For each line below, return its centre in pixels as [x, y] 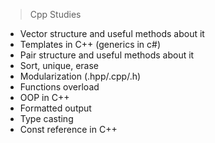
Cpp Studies [55, 14]
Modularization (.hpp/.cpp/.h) [80, 76]
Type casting [46, 118]
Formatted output [55, 108]
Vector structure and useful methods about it [112, 33]
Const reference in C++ [68, 129]
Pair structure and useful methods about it [107, 55]
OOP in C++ [44, 97]
